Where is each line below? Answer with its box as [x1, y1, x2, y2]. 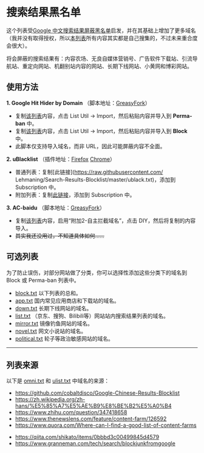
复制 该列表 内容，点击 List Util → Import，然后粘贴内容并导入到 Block [15, 127, 188, 134]
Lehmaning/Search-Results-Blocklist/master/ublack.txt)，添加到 [15, 175, 176, 183]
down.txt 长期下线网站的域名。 [15, 304, 92, 312]
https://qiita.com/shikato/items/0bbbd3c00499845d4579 [15, 434, 160, 441]
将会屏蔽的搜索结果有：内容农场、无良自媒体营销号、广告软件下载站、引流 [6, 55, 192, 62]
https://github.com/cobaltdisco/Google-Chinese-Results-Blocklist [15, 389, 180, 397]
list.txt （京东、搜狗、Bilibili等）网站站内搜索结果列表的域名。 [15, 312, 169, 319]
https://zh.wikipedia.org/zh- [15, 396, 86, 403]
